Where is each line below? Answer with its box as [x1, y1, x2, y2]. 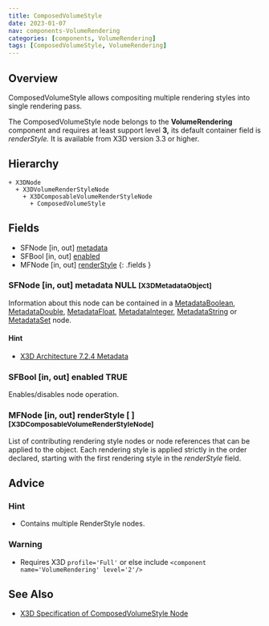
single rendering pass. [8, 101, 83, 111]
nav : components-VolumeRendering [8, 27, 120, 35]
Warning [8, 539, 43, 550]
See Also [8, 587, 54, 601]
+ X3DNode [8, 178, 42, 186]
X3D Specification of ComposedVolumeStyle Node [19, 608, 189, 619]
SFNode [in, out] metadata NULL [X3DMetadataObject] [8, 280, 212, 291]
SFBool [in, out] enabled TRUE [8, 371, 128, 383]
